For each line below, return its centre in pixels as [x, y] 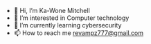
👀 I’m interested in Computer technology [71, 18]
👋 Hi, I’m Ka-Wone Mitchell [52, 11]
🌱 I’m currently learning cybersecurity [68, 25]
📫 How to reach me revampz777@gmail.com [79, 33]
